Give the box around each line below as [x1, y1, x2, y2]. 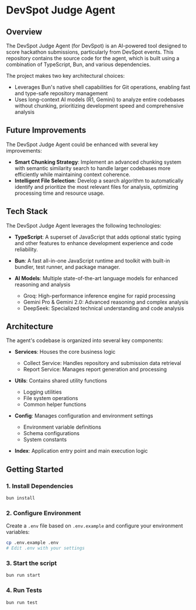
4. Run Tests [6, 586, 42, 594]
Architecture [6, 322, 54, 332]
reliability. [14, 246, 38, 253]
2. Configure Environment [6, 509, 81, 517]
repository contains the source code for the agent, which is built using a [6, 55, 180, 61]
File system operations [23, 395, 78, 402]
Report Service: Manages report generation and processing [23, 366, 167, 373]
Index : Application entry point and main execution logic [14, 447, 148, 454]
